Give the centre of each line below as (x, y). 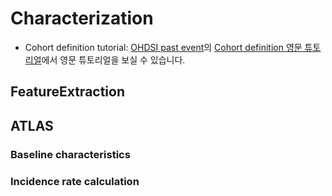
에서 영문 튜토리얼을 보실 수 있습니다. (113, 59)
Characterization (82, 18)
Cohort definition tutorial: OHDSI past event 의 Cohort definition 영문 (163, 47)
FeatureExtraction (68, 92)
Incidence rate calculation (75, 181)
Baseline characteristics (70, 154)
